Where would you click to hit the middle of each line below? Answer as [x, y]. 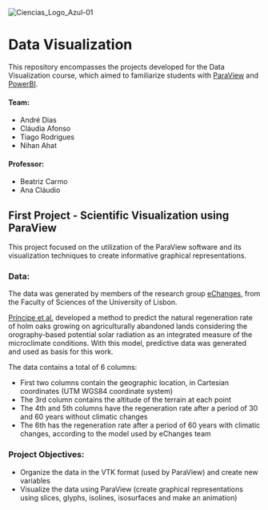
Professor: [26, 163]
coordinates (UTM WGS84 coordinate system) [96, 392]
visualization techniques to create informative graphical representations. [127, 255]
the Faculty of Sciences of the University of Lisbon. [93, 302]
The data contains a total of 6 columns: [73, 367]
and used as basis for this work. [61, 351]
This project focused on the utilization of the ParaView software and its [125, 247]
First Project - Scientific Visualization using [119, 215]
